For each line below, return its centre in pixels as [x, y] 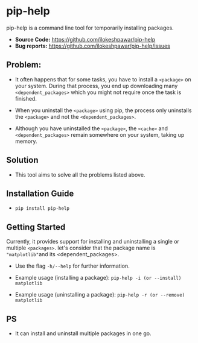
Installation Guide [40, 193]
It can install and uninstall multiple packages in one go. [83, 333]
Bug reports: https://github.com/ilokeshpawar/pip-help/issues [92, 46]
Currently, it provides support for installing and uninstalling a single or [93, 242]
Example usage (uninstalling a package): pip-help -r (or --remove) [100, 295]
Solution [22, 160]
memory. [26, 141]
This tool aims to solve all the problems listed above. [80, 175]
